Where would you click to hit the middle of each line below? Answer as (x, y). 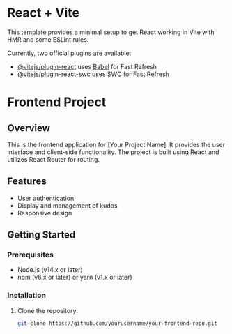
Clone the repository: (48, 310)
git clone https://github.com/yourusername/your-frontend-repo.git (117, 323)
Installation (27, 296)
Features (27, 182)
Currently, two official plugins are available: (69, 53)
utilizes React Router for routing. (53, 159)
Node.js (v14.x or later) (50, 270)
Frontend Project (57, 102)
